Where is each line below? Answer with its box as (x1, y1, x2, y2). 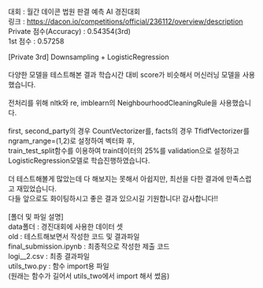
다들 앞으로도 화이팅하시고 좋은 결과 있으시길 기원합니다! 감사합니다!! (8, 194, 219, 203)
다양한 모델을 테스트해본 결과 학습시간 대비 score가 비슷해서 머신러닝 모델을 (8, 70, 241, 79)
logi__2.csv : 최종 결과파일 (8, 252, 91, 260)
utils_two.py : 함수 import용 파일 (8, 261, 109, 271)
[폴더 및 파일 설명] (8, 212, 65, 221)
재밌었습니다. (16, 184, 57, 193)
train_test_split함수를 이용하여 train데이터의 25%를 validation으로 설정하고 (8, 146, 240, 155)
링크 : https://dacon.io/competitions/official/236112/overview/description (8, 17, 243, 26)
